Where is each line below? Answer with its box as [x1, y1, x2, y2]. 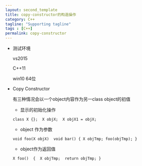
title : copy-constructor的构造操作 [5, 12, 77, 17]
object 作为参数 [20, 127, 53, 132]
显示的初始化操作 [20, 107, 56, 113]
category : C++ [5, 17, 35, 22]
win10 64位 [12, 76, 36, 81]
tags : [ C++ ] [5, 26, 33, 31]
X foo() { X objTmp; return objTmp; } [12, 156, 101, 161]
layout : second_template [5, 7, 58, 13]
